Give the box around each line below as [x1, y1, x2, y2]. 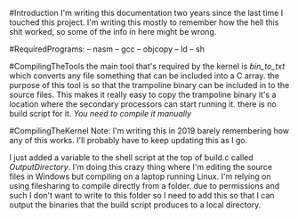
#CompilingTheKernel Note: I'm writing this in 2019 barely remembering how [9, 126, 290, 136]
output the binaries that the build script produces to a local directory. [9, 199, 262, 210]
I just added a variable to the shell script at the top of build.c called [9, 152, 254, 163]
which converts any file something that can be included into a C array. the [9, 70, 280, 81]
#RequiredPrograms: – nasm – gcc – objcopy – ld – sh [9, 44, 205, 54]
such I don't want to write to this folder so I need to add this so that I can [9, 191, 275, 200]
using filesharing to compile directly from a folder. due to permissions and [9, 181, 280, 191]
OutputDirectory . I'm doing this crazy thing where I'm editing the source [9, 162, 273, 172]
